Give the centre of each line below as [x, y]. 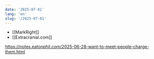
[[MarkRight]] [25, 32]
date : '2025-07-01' [25, 9]
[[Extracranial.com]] [32, 37]
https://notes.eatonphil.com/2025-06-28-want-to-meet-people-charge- [77, 47]
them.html [15, 52]
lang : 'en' [16, 14]
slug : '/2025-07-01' [26, 18]
